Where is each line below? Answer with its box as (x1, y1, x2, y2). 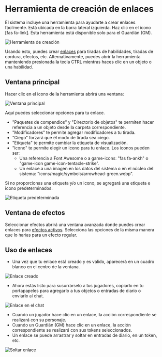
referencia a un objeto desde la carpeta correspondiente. (12, 124, 126, 130)
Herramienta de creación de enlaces (5, 3, 154, 15)
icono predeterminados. (5, 185, 53, 191)
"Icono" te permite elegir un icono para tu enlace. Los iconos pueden (12, 145, 150, 151)
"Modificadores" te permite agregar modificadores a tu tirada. (12, 130, 136, 135)
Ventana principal (5, 78, 60, 86)
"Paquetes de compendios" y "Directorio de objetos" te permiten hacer (12, 119, 154, 125)
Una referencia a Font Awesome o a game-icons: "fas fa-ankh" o (19, 155, 148, 161)
